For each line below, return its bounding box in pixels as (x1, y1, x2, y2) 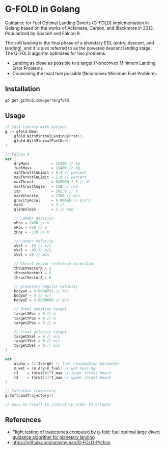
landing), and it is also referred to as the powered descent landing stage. (5, 45, 152, 51)
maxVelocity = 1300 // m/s (14, 193, 80, 198)
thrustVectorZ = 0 (14, 275, 52, 280)
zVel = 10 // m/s (14, 252, 50, 257)
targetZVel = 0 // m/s (14, 343, 60, 348)
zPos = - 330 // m (14, 230, 50, 235)
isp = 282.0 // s (14, 189, 78, 194)
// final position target (14, 307, 67, 312)
